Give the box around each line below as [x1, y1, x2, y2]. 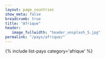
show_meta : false [5, 12, 41, 17]
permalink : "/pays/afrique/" [5, 35, 65, 40]
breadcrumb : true [5, 16, 41, 21]
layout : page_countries [5, 7, 54, 12]
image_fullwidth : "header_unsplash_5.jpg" [11, 30, 101, 35]
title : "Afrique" [5, 21, 41, 26]
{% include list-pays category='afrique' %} [5, 48, 93, 54]
